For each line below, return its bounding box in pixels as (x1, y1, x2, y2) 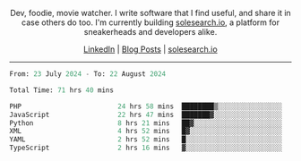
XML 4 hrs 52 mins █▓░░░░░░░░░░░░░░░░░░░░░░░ (9, 127, 282, 136)
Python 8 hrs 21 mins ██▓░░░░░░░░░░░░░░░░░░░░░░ (9, 118, 282, 128)
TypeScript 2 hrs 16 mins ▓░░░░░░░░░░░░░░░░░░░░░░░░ (9, 143, 282, 153)
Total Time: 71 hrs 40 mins (9, 85, 115, 95)
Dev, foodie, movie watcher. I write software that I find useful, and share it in (10, 8, 291, 18)
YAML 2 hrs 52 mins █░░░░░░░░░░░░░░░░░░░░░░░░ (9, 135, 282, 144)
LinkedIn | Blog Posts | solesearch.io (83, 44, 218, 55)
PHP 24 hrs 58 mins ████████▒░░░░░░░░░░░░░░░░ (9, 102, 282, 111)
